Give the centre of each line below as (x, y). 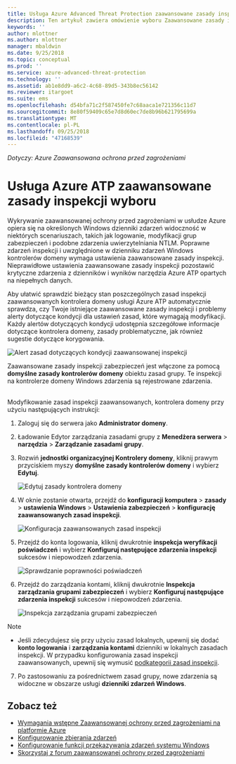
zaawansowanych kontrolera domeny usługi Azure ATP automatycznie (109, 302)
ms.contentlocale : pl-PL (44, 125)
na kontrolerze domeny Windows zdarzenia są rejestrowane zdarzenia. (110, 381)
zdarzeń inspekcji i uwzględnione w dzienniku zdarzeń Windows (100, 251)
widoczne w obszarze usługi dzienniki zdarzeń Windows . (101, 684)
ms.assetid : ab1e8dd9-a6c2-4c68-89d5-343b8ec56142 (83, 86)
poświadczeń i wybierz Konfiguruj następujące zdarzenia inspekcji (117, 550)
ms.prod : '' (25, 66)
